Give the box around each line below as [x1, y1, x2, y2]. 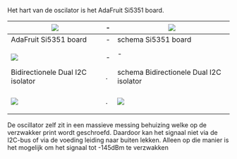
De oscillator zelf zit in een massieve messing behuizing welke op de [7, 121, 207, 129]
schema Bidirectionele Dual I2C [117, 67, 221, 77]
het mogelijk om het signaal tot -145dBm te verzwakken [7, 143, 169, 151]
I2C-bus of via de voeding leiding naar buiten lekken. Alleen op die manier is [7, 136, 229, 144]
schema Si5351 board [117, 35, 192, 45]
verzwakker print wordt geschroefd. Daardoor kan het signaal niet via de [7, 129, 218, 136]
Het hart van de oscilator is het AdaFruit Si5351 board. [7, 6, 164, 14]
